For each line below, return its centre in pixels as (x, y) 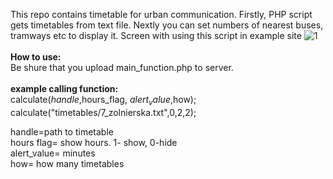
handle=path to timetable (62, 131)
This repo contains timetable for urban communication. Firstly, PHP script (161, 14)
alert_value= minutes (53, 153)
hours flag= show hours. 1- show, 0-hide (94, 142)
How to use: (36, 57)
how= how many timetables (67, 163)
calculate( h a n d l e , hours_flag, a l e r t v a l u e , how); (103, 101)
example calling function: (64, 88)
